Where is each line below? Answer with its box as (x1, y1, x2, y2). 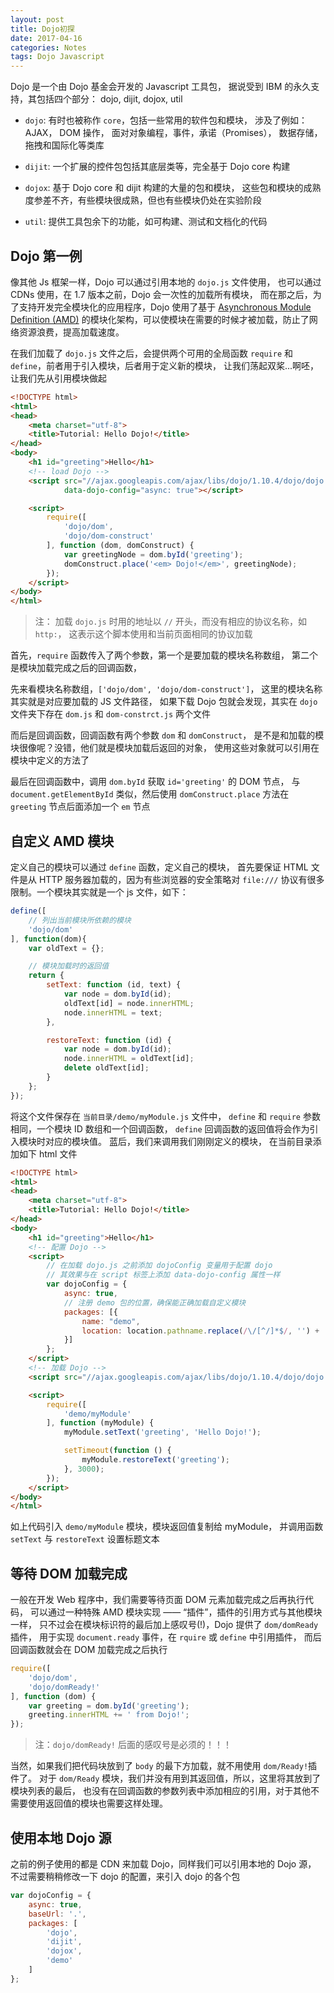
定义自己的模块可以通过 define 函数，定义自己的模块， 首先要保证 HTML (10, 861, 309, 873)
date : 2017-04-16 (10, 33, 83, 43)
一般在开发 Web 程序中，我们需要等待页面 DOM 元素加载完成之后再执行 (10, 1594, 306, 1606)
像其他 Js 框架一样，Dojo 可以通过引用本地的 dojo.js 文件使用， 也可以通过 (10, 276, 322, 288)
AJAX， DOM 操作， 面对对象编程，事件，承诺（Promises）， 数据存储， (24, 127, 323, 139)
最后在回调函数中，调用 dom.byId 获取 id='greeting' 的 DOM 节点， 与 (10, 776, 301, 788)
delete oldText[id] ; (63, 1063, 150, 1073)
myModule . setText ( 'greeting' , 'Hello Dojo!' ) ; (63, 1427, 262, 1438)
